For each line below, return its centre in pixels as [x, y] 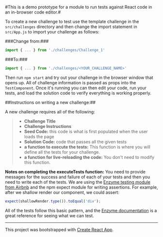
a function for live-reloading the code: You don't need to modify [89, 157]
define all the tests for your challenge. [62, 152]
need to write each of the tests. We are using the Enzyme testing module [78, 182]
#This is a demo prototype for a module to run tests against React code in [79, 7]
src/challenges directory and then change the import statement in [71, 27]
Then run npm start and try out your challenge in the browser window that [79, 78]
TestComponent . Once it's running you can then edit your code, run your [76, 88]
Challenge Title [40, 121]
